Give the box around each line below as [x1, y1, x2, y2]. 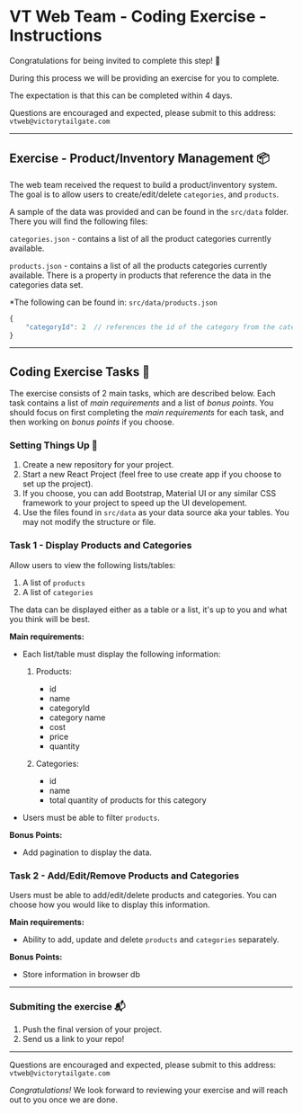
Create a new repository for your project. [22, 459, 174, 470]
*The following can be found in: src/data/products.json [9, 297, 218, 307]
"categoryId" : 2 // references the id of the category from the [25, 322, 276, 332]
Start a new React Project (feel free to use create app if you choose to [22, 469, 281, 480]
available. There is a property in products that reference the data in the [9, 270, 271, 281]
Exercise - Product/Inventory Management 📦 [9, 151, 270, 166]
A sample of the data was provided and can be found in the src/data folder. [9, 206, 289, 217]
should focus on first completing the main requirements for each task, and [9, 407, 285, 418]
